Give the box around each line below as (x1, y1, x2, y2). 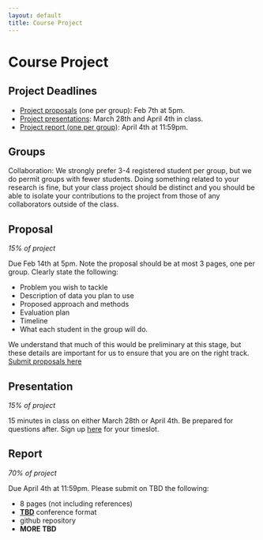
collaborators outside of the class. (8, 199, 119, 210)
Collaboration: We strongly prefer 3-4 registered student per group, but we (8, 166, 252, 176)
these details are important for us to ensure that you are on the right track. (8, 349, 250, 358)
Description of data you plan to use (19, 291, 134, 300)
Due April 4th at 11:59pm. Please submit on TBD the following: (8, 483, 209, 493)
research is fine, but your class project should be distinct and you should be (8, 183, 255, 192)
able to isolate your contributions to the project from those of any (8, 191, 220, 201)
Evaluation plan (19, 308, 70, 317)
